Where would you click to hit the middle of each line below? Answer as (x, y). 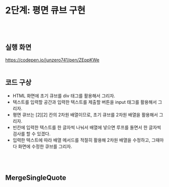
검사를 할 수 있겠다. (31, 134)
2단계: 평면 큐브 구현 (45, 10)
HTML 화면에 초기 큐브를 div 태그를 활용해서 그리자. (64, 96)
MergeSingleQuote (36, 178)
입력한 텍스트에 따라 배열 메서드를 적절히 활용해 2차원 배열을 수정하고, (81, 140)
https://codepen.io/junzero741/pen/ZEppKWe (52, 60)
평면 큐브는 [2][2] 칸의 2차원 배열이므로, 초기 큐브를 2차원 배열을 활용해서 (85, 115)
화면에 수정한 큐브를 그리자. (45, 146)
